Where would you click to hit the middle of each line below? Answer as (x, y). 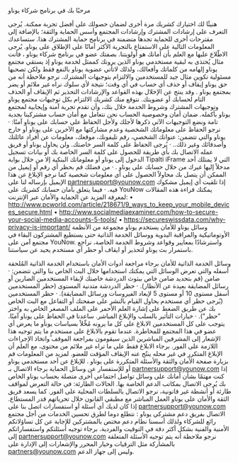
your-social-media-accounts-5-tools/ (63, 219)
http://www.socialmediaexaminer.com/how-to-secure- (139, 212)
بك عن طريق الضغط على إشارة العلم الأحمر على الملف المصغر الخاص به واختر (112, 308)
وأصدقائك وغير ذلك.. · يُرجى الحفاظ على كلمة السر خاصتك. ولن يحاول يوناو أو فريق (117, 144)
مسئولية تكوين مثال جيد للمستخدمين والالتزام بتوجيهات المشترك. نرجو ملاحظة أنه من (120, 76)
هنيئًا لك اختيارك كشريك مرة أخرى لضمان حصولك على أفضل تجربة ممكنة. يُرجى (113, 24)
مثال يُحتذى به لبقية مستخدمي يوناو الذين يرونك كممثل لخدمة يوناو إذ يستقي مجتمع (116, 62)
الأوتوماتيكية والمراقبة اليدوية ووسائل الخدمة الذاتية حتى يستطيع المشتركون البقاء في (119, 234)
